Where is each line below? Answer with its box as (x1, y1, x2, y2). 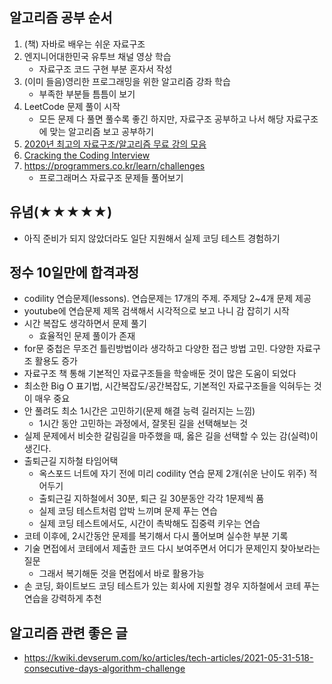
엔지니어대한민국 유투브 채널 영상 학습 (23, 50, 172, 62)
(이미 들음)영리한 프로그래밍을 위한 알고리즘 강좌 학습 (23, 75, 231, 87)
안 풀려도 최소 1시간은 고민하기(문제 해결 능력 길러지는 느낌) (23, 405, 256, 417)
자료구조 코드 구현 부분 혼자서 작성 (38, 63, 173, 75)
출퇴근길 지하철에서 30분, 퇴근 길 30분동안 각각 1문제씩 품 (38, 493, 265, 505)
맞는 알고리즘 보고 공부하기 (49, 125, 154, 137)
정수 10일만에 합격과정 (9, 264, 140, 282)
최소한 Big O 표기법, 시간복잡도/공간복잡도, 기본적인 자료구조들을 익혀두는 (23, 380, 312, 392)
